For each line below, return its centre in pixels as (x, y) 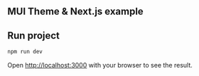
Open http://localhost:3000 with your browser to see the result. (100, 65)
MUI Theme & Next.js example (75, 12)
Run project (34, 36)
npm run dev (25, 52)
